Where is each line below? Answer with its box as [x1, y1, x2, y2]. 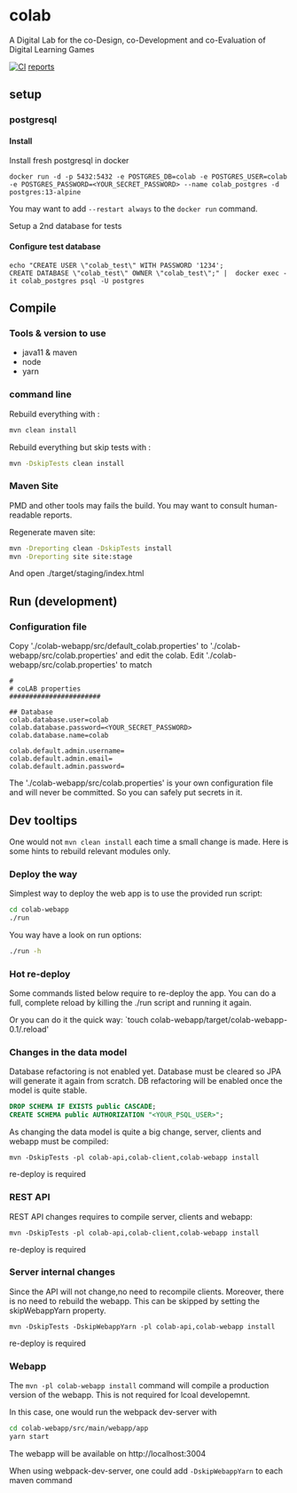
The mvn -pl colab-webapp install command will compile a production [9, 1380, 270, 1391]
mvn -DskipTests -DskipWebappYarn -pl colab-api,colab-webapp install [9, 1322, 276, 1331]
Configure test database [9, 241, 101, 252]
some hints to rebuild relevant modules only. [9, 845, 171, 857]
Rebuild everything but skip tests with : [9, 441, 152, 453]
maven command [9, 1474, 73, 1485]
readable [9, 510, 42, 520]
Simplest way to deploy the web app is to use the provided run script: [9, 889, 263, 899]
